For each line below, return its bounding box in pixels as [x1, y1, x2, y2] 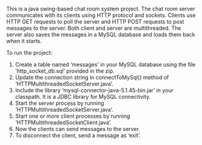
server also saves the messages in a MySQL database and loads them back [6, 31, 195, 38]
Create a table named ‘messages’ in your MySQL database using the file [15, 61, 196, 68]
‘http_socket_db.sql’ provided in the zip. [15, 67, 115, 75]
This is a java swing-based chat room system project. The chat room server [6, 5, 195, 12]
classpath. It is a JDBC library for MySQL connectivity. [15, 93, 151, 100]
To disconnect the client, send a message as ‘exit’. [15, 132, 141, 139]
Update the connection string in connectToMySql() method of [15, 74, 169, 81]
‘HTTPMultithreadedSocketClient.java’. [15, 119, 112, 126]
